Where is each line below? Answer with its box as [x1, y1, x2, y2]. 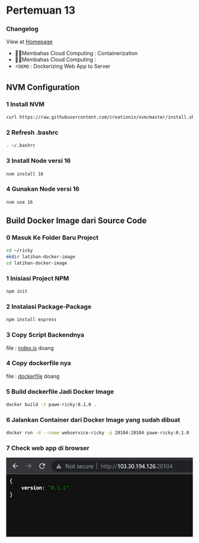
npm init [6, 289, 28, 295]
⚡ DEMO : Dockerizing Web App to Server [14, 63, 111, 70]
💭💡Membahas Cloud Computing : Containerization [14, 50, 138, 57]
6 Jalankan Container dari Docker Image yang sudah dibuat [6, 415, 181, 424]
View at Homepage [6, 38, 53, 45]
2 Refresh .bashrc [6, 128, 59, 137]
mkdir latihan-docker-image [6, 254, 76, 260]
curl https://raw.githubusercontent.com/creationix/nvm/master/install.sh [6, 114, 195, 121]
